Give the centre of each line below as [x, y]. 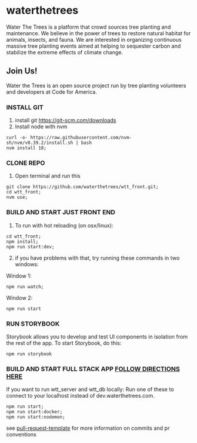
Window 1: [19, 276]
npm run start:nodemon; [36, 417]
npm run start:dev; [30, 247]
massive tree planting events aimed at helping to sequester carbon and [93, 46]
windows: [27, 264]
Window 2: [19, 298]
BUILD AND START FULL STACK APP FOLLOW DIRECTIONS [93, 369]
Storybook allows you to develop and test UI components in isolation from [97, 336]
